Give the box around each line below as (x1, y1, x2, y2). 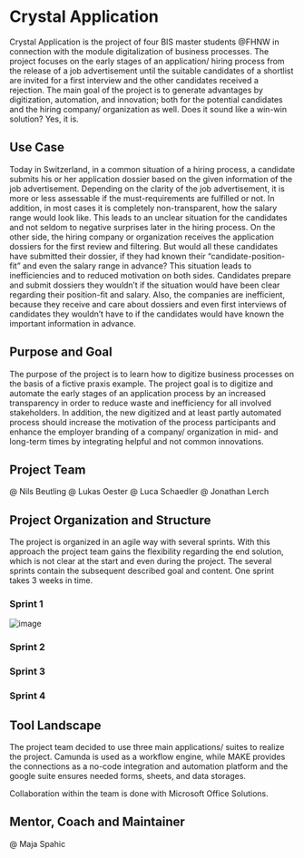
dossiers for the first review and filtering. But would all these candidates (9, 240, 279, 251)
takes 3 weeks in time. (9, 575, 93, 586)
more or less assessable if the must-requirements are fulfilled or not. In (9, 192, 275, 203)
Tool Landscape (9, 717, 102, 733)
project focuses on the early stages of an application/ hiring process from (9, 55, 285, 66)
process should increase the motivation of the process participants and (9, 416, 277, 427)
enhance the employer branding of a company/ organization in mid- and (9, 426, 279, 437)
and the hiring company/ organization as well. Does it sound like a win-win (9, 103, 288, 114)
